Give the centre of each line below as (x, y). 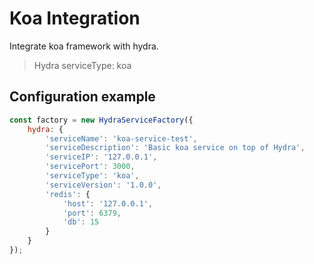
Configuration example (82, 97)
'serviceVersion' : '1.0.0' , (103, 185)
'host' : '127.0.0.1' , (108, 203)
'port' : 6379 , (92, 213)
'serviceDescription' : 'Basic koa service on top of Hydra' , (175, 148)
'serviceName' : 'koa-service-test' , (121, 138)
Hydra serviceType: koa (82, 65)
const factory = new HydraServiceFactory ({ (101, 120)
